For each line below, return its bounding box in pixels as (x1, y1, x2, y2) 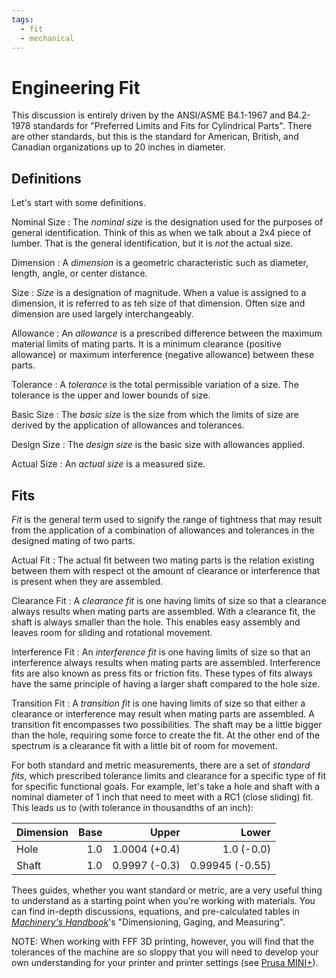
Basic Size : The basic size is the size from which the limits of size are (11, 409, 299, 421)
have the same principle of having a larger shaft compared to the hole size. (11, 677, 320, 690)
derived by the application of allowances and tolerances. (11, 419, 245, 431)
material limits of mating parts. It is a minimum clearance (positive (11, 338, 282, 350)
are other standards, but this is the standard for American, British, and (11, 131, 299, 143)
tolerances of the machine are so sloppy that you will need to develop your (11, 946, 319, 958)
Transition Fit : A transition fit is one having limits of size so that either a (11, 697, 306, 709)
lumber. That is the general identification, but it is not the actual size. (11, 237, 294, 250)
